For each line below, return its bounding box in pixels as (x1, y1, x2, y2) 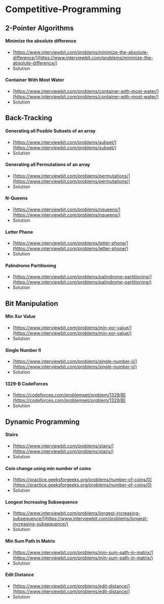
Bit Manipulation (5, 299, 58, 308)
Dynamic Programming (5, 417, 80, 426)
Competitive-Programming (5, 4, 121, 15)
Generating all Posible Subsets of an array (5, 128, 96, 134)
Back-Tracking (5, 114, 52, 122)
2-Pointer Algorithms (5, 24, 74, 32)
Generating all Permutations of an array (5, 161, 90, 168)
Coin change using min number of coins (5, 465, 91, 471)
